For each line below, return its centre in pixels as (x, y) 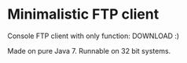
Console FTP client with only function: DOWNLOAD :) (93, 36)
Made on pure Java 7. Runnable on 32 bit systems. (89, 51)
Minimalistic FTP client (83, 14)
